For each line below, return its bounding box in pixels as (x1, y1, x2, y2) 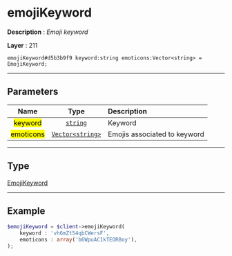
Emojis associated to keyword (108, 129, 205, 139)
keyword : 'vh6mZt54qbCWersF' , (19, 230, 110, 237)
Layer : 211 (7, 41, 38, 49)
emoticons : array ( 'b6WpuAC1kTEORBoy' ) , (19, 237, 137, 244)
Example (7, 205, 46, 217)
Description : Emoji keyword (7, 28, 88, 36)
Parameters (7, 86, 59, 98)
